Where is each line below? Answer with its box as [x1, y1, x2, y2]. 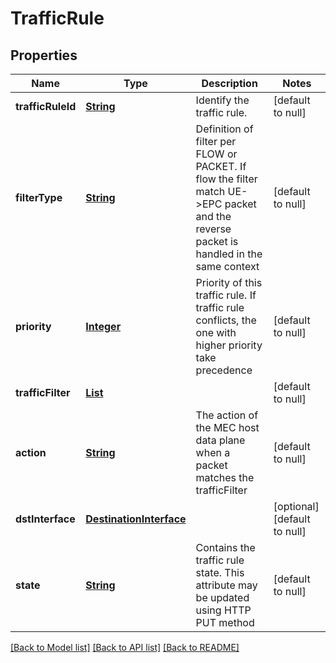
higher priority [195, 338, 263, 352]
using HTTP [195, 603, 252, 617]
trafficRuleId [15, 100, 77, 113]
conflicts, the [195, 313, 257, 327]
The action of [195, 408, 259, 422]
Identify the [195, 93, 250, 107]
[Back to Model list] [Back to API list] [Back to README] [10, 642, 240, 653]
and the [195, 210, 232, 223]
